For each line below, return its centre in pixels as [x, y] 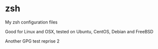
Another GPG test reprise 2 [32, 41]
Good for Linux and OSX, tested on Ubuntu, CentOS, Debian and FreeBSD [79, 31]
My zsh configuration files [31, 22]
